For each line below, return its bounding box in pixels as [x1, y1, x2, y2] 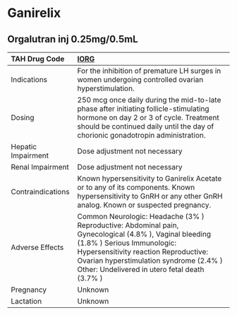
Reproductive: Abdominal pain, [77, 220, 179, 230]
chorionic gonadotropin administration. [77, 131, 206, 140]
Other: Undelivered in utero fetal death [77, 265, 205, 274]
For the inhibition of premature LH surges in [77, 66, 221, 76]
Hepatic [11, 142, 37, 151]
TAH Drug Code [11, 54, 65, 64]
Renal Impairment [11, 162, 69, 172]
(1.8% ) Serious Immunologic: [77, 238, 177, 248]
